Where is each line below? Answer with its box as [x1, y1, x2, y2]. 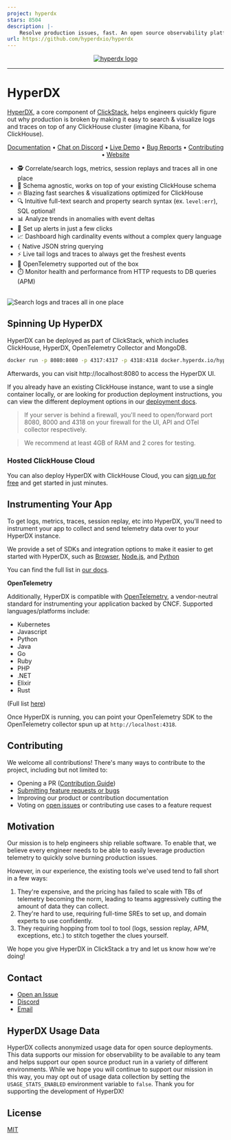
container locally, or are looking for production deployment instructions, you [7, 390, 222, 398]
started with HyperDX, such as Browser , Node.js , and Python [7, 552, 180, 560]
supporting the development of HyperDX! [7, 1087, 124, 1095]
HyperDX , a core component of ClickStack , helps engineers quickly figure [7, 108, 217, 116]
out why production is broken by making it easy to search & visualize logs [7, 115, 215, 124]
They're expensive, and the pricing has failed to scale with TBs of [16, 887, 203, 896]
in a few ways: [7, 874, 48, 883]
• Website [101, 151, 130, 159]
